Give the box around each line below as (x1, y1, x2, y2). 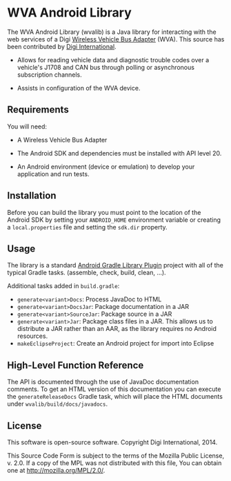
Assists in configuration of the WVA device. (17, 84, 141, 92)
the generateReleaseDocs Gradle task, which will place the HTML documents (7, 393, 223, 401)
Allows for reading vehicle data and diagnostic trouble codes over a (17, 55, 210, 64)
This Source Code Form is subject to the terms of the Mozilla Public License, (7, 451, 225, 460)
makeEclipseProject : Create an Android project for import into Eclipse (17, 339, 214, 348)
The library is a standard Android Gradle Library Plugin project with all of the (7, 261, 224, 270)
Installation (7, 190, 57, 202)
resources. (17, 332, 48, 340)
